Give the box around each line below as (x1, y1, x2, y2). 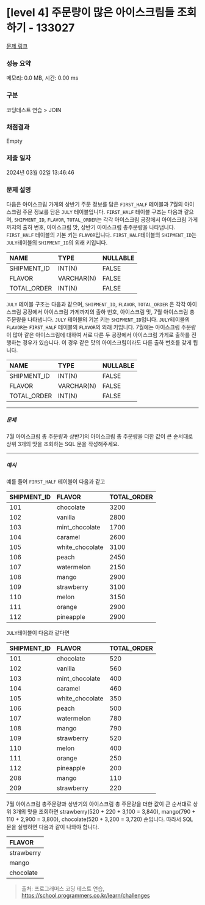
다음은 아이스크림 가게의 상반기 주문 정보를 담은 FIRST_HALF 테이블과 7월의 (6, 200, 183, 208)
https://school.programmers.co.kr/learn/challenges (21, 892, 151, 899)
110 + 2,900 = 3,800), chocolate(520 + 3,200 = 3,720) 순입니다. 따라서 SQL (6, 816, 193, 823)
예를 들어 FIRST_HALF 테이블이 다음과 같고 (6, 478, 106, 485)
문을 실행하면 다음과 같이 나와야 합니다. (6, 824, 99, 831)
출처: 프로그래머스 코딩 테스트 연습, (21, 885, 105, 892)
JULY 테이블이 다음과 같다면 (6, 629, 70, 637)
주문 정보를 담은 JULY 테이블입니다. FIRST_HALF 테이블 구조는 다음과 (22, 208, 183, 216)
